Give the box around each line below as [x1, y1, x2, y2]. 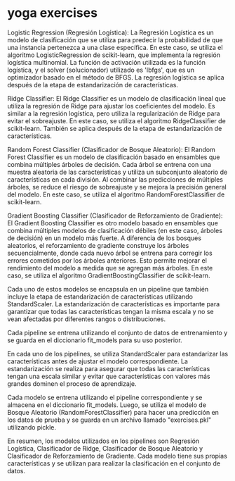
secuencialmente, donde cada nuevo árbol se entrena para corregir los [7, 249, 213, 257]
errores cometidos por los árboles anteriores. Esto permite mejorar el [7, 256, 207, 265]
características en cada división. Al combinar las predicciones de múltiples [7, 175, 223, 184]
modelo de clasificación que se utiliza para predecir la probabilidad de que [7, 35, 223, 44]
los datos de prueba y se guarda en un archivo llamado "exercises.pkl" [7, 416, 212, 424]
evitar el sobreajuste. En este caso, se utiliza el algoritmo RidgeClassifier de [7, 116, 226, 125]
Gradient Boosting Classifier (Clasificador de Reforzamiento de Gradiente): [7, 211, 223, 220]
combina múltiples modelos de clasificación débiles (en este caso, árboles [7, 226, 223, 235]
